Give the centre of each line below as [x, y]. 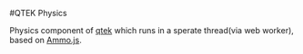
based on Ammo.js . [45, 40]
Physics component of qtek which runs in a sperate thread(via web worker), [151, 30]
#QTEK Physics [39, 13]
